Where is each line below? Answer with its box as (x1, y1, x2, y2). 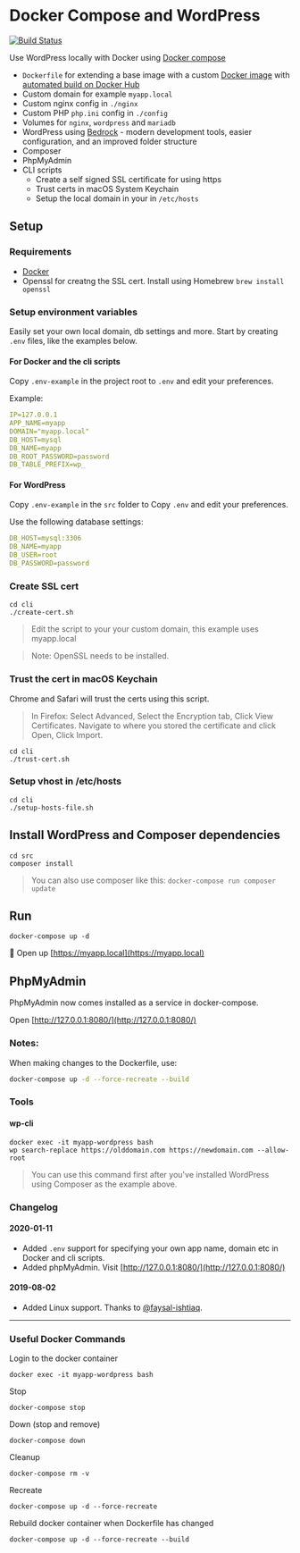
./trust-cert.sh (9, 754, 70, 764)
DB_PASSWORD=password (9, 559, 90, 568)
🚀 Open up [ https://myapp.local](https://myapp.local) (9, 948, 205, 959)
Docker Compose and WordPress (9, 5, 261, 26)
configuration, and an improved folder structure (21, 136, 198, 147)
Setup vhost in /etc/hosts (9, 775, 122, 787)
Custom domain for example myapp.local (21, 88, 173, 99)
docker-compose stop (9, 1404, 87, 1413)
